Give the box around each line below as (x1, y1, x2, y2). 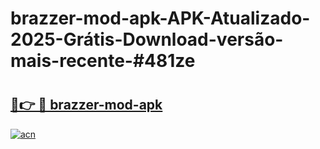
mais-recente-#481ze (10, 50, 196, 72)
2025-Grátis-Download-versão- (10, 28, 284, 51)
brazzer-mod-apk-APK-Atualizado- (10, 7, 311, 30)
